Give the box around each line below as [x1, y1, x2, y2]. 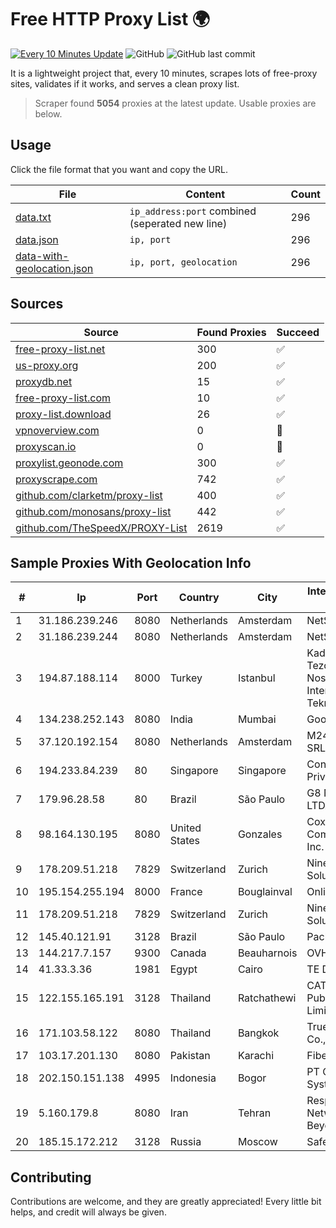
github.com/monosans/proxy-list [15, 504, 172, 518]
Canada [169, 946, 207, 960]
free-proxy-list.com [15, 391, 112, 405]
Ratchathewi [237, 991, 297, 1005]
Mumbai [237, 712, 277, 726]
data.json [15, 232, 59, 246]
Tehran [237, 1106, 272, 1120]
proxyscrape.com [15, 472, 98, 486]
